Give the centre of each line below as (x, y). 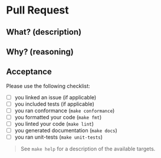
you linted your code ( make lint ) (54, 124)
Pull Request (37, 10)
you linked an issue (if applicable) (55, 97)
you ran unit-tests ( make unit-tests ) (59, 137)
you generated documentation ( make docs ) (66, 130)
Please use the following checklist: (48, 86)
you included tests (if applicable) (54, 104)
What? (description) (44, 32)
